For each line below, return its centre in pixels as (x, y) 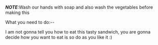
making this (17, 12)
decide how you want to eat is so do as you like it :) (59, 37)
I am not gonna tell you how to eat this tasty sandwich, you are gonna (78, 32)
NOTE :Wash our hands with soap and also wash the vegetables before (79, 7)
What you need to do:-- (30, 22)
